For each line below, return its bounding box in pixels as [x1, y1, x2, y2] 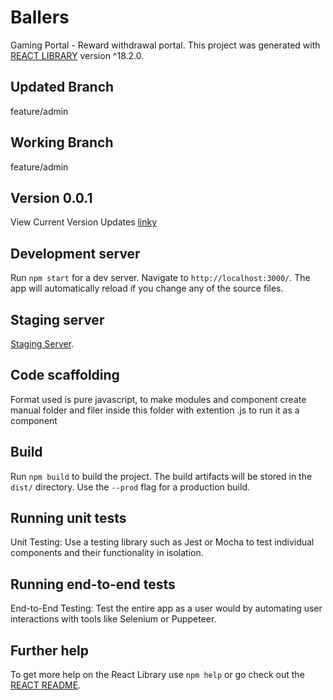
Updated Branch [10, 79, 115, 96]
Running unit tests [10, 510, 127, 527]
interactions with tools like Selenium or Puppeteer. [10, 613, 217, 625]
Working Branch [10, 134, 114, 151]
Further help [10, 642, 90, 659]
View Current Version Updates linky [10, 216, 158, 228]
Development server [10, 245, 141, 262]
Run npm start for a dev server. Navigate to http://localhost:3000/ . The [10, 272, 311, 284]
